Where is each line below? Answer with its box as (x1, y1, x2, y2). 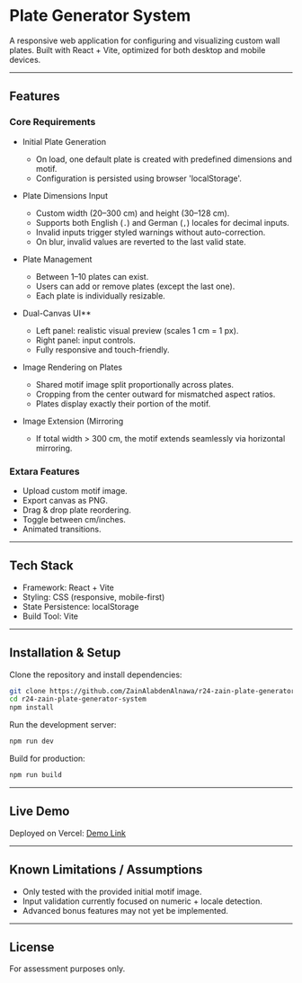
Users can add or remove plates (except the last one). (35, 281, 235, 291)
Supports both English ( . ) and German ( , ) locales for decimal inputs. (35, 217, 289, 228)
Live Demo (9, 804, 70, 819)
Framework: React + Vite (22, 582, 115, 593)
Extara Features (9, 465, 80, 478)
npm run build (9, 771, 63, 780)
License (9, 939, 55, 954)
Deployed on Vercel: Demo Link (9, 827, 127, 838)
